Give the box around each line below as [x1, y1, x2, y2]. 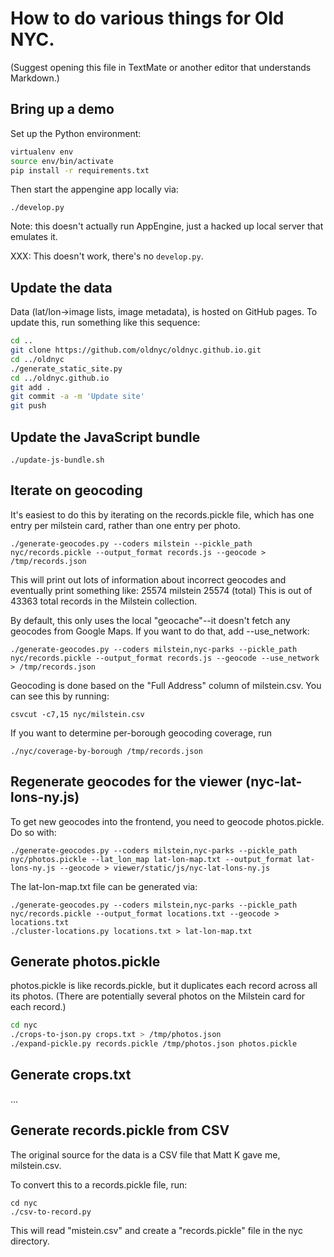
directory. [10, 1235, 50, 1247]
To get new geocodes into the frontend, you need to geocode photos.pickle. [10, 815, 325, 827]
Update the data [10, 279, 113, 296]
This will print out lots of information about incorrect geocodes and [10, 573, 287, 586]
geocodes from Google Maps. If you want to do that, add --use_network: [10, 625, 310, 637]
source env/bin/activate [10, 156, 114, 166]
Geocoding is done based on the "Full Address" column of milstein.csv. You [10, 679, 322, 691]
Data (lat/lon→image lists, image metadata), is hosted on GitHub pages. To [10, 306, 318, 318]
